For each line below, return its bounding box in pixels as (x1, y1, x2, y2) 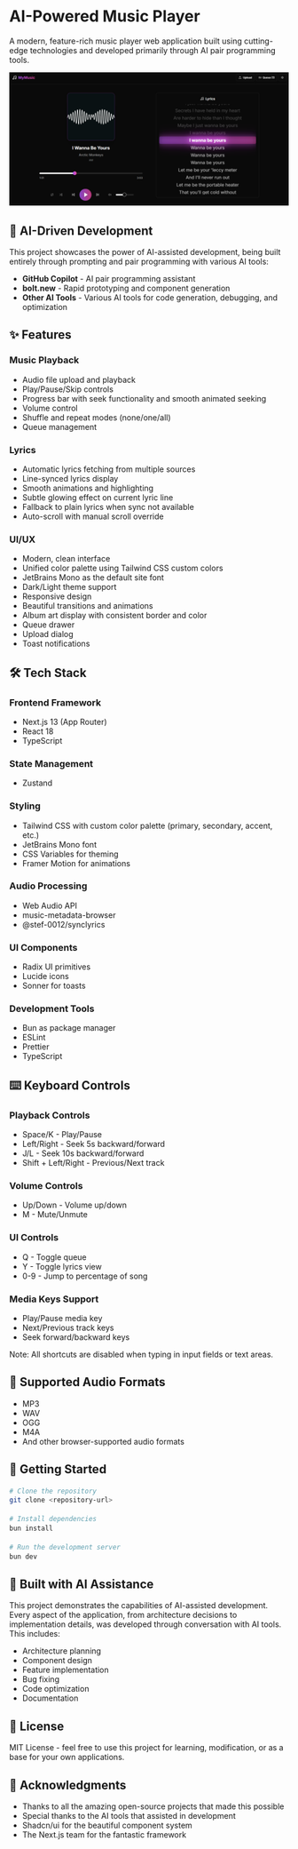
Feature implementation (21, 1664, 109, 1676)
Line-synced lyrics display (21, 473, 119, 483)
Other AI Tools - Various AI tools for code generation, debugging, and (21, 291, 278, 303)
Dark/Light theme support (21, 582, 117, 593)
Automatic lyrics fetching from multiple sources (21, 464, 196, 474)
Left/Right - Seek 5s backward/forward (21, 1139, 166, 1150)
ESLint (21, 1032, 46, 1043)
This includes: (9, 1629, 60, 1639)
